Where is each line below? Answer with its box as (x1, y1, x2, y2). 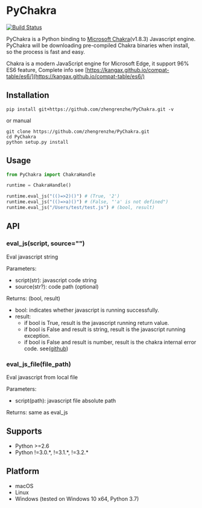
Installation (6, 90, 49, 100)
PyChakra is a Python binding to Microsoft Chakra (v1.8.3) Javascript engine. (6, 35, 196, 42)
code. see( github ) (24, 345, 68, 352)
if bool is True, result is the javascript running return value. (24, 319, 169, 326)
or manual (6, 117, 31, 124)
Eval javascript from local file (6, 373, 78, 381)
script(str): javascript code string (14, 276, 97, 284)
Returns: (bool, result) (6, 294, 60, 302)
